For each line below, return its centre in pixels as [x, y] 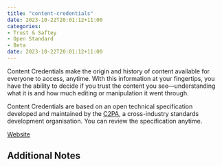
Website [19, 134]
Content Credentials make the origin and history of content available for [109, 71]
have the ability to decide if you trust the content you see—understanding [111, 86]
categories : [24, 26]
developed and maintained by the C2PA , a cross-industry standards [103, 113]
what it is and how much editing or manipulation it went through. [98, 93]
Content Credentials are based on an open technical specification [100, 106]
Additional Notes [44, 156]
